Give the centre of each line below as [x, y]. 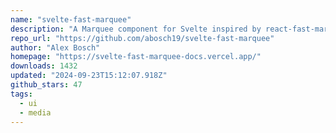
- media [35, 112]
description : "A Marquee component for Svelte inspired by [136, 29]
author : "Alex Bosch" [55, 47]
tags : [21, 94]
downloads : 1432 [44, 66]
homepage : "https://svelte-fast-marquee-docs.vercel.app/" [136, 57]
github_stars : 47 [46, 85]
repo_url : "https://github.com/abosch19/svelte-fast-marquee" [142, 38]
